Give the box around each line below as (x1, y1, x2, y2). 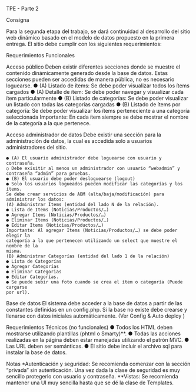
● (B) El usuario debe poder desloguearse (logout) (6, 176, 135, 182)
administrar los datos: (6, 197, 65, 202)
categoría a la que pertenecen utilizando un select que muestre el (6, 238, 178, 244)
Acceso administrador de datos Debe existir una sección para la (6, 131, 162, 138)
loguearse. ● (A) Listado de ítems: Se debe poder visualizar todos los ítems (6, 82, 190, 89)
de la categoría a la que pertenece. (6, 120, 91, 126)
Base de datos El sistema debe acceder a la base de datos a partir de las (6, 300, 182, 306)
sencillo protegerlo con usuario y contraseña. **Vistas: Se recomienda (6, 373, 178, 380)
